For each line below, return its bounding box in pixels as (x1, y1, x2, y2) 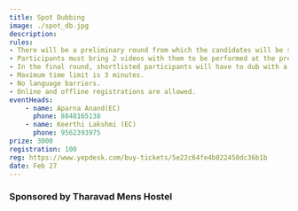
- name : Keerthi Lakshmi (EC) (25, 121, 137, 129)
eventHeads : (9, 95, 53, 105)
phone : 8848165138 (32, 112, 101, 121)
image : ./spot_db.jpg (9, 21, 90, 30)
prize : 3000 (9, 137, 53, 145)
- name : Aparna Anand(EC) (25, 104, 122, 113)
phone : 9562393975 (32, 129, 101, 137)
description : (9, 29, 58, 38)
